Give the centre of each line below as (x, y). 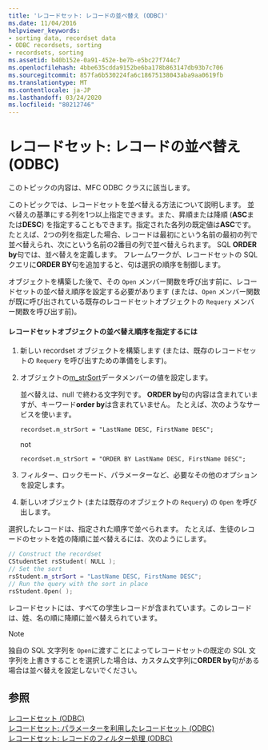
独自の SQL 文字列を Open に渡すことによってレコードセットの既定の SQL (128, 650)
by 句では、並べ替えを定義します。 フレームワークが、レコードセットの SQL (133, 255)
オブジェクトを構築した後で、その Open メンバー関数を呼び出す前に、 (122, 281)
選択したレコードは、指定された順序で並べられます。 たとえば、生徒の (125, 529)
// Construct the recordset (55, 554)
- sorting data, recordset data (62, 38)
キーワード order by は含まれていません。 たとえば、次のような (144, 405)
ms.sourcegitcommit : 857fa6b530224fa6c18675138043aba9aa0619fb (116, 75)
